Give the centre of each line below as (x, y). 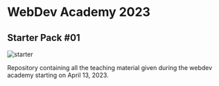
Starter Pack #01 (44, 38)
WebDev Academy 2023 (79, 12)
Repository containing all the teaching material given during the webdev (110, 68)
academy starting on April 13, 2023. (58, 75)
